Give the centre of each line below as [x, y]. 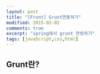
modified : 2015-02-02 [33, 22]
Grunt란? [23, 65]
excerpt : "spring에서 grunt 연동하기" [51, 34]
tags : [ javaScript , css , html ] [42, 39]
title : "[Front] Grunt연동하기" [44, 17]
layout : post [22, 12]
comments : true [25, 28]
